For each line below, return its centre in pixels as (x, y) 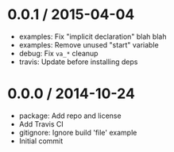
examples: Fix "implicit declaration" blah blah (93, 36)
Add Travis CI (41, 123)
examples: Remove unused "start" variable (89, 44)
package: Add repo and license (70, 116)
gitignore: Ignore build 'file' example (78, 132)
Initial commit (41, 141)
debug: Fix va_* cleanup (58, 53)
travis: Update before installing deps (78, 62)
